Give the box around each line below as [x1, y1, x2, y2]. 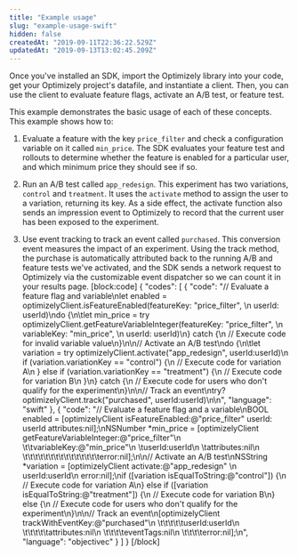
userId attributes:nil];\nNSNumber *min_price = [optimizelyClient [21, 423, 260, 434]
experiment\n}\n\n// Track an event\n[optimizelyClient [21, 508, 221, 519]
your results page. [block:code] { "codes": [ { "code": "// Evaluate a [21, 281, 270, 292]
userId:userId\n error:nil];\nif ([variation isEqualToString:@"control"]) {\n [21, 471, 286, 481]
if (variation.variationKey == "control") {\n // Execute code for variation [21, 357, 282, 367]
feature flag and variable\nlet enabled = [21, 291, 167, 302]
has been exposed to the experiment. [21, 217, 159, 228]
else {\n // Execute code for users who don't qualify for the [21, 499, 238, 510]
